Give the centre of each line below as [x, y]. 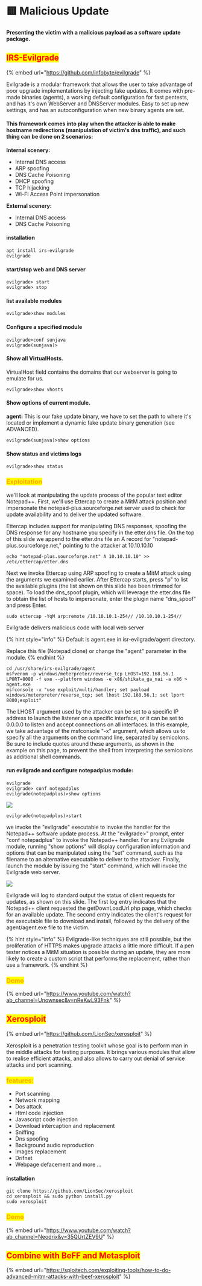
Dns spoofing [32, 1139]
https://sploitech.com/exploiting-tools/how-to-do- [109, 1270]
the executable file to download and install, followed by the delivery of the [98, 921]
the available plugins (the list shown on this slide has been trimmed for [94, 586]
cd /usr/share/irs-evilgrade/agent [51, 668]
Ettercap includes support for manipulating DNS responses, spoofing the [96, 526]
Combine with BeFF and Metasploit [73, 1256]
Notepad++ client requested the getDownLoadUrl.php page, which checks [99, 908]
